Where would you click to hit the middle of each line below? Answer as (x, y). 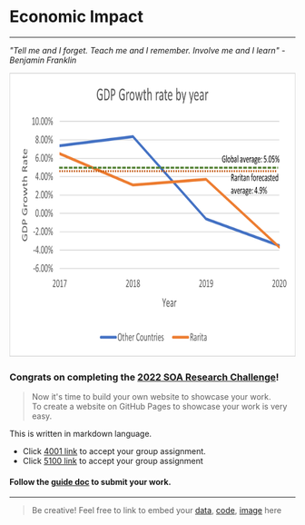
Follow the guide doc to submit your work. (90, 481)
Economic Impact (76, 17)
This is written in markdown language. (81, 434)
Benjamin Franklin (43, 60)
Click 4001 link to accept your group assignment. (114, 451)
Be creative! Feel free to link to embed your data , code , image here (157, 510)
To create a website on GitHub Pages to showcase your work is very (159, 407)
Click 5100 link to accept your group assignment (113, 461)
